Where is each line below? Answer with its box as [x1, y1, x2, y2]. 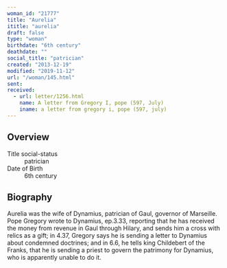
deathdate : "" [7, 49, 48, 56]
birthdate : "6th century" [7, 42, 81, 49]
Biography [7, 191, 53, 203]
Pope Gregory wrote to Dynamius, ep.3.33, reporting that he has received [7, 217, 215, 225]
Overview [7, 131, 50, 143]
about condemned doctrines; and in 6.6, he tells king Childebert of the [7, 238, 206, 247]
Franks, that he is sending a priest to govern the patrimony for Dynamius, [7, 246, 214, 254]
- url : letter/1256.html [13, 93, 84, 100]
